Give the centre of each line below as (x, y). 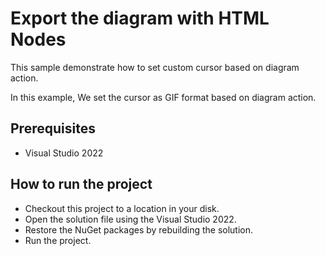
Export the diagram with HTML (140, 18)
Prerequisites (53, 128)
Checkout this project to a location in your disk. (122, 208)
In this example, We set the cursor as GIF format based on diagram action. (163, 97)
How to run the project (81, 184)
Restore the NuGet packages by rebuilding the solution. (139, 229)
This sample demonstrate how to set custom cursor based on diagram (155, 67)
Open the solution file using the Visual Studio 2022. (130, 219)
